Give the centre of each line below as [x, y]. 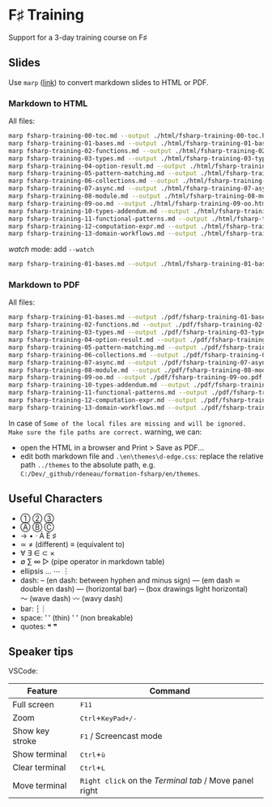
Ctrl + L [93, 767]
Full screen [33, 705]
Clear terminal [39, 767]
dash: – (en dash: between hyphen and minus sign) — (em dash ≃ [130, 580]
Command [170, 691]
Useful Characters [55, 499]
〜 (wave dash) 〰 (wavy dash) [71, 598]
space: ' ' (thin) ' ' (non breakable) [76, 617]
